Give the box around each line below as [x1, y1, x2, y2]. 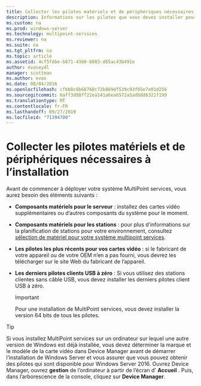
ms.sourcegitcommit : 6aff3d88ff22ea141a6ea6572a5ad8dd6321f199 [6, 92, 167, 98]
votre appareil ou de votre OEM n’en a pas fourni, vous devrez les [14, 252, 176, 259]
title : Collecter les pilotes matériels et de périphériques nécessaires [6, 8, 194, 15]
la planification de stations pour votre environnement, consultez [14, 228, 172, 235]
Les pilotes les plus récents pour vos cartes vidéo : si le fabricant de [14, 246, 187, 253]
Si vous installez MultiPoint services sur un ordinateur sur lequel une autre [6, 335, 189, 342]
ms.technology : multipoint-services [6, 31, 98, 37]
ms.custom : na [6, 20, 42, 26]
